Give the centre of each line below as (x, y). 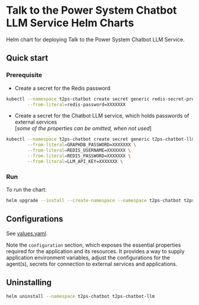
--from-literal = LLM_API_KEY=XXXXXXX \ (75, 161)
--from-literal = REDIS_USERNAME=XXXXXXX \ (79, 150)
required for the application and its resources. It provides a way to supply (95, 251)
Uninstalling (29, 283)
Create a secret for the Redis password (62, 88)
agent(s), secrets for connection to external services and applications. (92, 264)
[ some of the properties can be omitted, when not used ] (83, 128)
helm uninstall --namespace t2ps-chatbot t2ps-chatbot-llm (81, 296)
